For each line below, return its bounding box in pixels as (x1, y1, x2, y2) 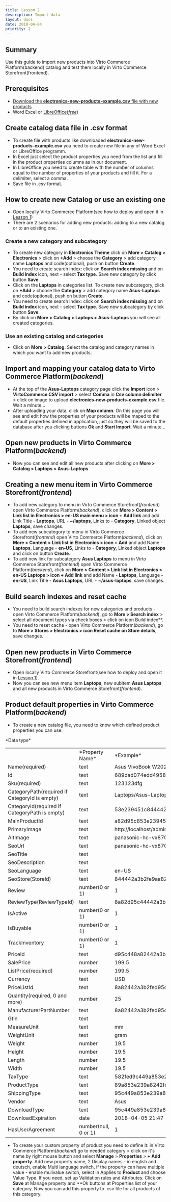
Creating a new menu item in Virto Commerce (5, 480, 153, 489)
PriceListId (8, 984, 34, 991)
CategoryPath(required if (8, 788, 68, 795)
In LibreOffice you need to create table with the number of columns (12, 164, 154, 170)
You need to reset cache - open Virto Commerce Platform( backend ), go (12, 622, 163, 628)
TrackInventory (8, 939, 44, 946)
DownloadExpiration (8, 1114, 56, 1121)
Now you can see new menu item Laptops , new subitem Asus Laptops (12, 680, 162, 686)
